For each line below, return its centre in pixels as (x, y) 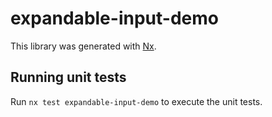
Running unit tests (68, 77)
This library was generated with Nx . (83, 46)
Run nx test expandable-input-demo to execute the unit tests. (136, 101)
